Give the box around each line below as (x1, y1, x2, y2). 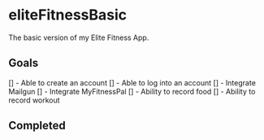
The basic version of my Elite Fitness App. (8, 33, 149, 42)
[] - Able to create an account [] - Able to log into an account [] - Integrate (8, 77, 256, 87)
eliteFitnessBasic (8, 6, 128, 24)
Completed (8, 119, 67, 133)
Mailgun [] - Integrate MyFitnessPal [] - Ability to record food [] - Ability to (8, 86, 256, 96)
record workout (8, 95, 60, 105)
